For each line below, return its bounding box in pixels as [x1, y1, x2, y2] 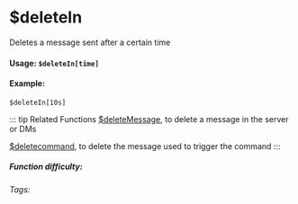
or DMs [9, 123, 37, 134]
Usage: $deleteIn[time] [9, 58, 99, 68]
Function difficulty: [9, 161, 83, 173]
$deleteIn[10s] [9, 98, 67, 107]
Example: [9, 78, 46, 89]
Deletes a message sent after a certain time [9, 37, 171, 48]
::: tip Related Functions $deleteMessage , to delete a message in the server [9, 113, 289, 124]
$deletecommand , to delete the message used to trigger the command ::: [9, 140, 281, 151]
